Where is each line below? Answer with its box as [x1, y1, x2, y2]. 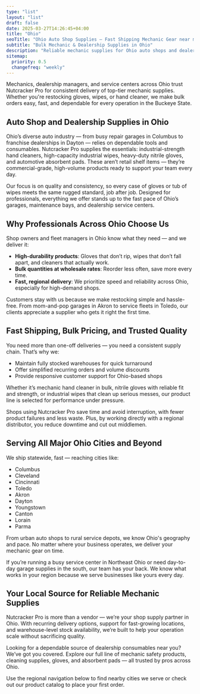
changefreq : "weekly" [11, 64, 65, 70]
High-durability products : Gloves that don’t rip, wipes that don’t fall [14, 253, 182, 260]
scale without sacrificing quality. [6, 632, 86, 640]
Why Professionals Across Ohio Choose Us [6, 219, 170, 229]
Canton [14, 510, 33, 517]
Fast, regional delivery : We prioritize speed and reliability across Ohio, [14, 278, 189, 285]
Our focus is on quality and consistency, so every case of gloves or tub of [6, 183, 187, 190]
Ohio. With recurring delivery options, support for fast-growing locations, [6, 620, 186, 627]
